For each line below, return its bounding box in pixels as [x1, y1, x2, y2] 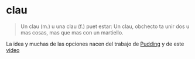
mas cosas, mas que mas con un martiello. [20, 29, 124, 36]
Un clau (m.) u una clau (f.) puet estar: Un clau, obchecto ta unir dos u [20, 23, 190, 30]
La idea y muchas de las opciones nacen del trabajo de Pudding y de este [6, 40, 184, 47]
